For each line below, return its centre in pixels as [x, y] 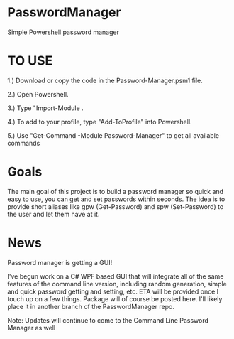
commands [24, 143]
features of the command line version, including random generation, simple [117, 284]
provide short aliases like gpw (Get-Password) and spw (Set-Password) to [116, 206]
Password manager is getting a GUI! [60, 262]
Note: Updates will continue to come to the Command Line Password [108, 320]
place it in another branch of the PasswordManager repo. [91, 306]
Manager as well [31, 328]
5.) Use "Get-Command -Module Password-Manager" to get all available [113, 135]
